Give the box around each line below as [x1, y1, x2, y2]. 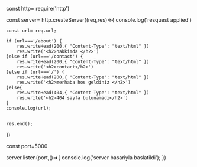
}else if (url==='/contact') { [6, 54, 83, 60]
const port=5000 [6, 143, 48, 149]
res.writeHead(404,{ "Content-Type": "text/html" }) [17, 90, 150, 96]
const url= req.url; [6, 28, 57, 34]
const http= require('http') [6, 5, 70, 12]
